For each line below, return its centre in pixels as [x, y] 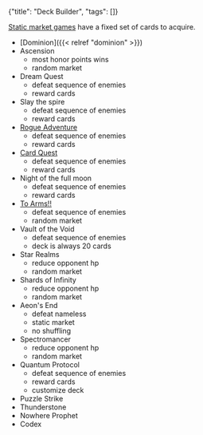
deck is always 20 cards [71, 246]
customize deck [58, 390]
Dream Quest [41, 76]
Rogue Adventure [49, 127]
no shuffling [51, 331]
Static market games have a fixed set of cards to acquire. [102, 27]
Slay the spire [42, 102]
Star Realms [39, 254]
